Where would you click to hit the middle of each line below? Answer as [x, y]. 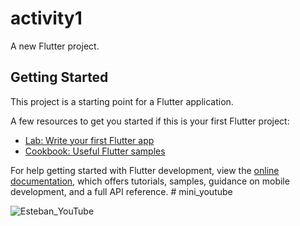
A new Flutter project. [55, 46]
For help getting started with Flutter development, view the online [145, 170]
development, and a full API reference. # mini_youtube [121, 191]
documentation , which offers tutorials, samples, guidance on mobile [150, 181]
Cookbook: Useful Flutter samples [95, 151]
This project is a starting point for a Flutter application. [122, 101]
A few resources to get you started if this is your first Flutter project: [150, 121]
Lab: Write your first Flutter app [89, 140]
